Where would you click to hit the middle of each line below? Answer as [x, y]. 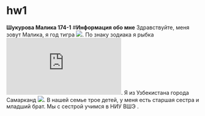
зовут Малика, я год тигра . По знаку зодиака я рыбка [80, 35]
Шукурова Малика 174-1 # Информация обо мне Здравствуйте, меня [98, 27]
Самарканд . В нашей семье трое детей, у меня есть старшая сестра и [103, 100]
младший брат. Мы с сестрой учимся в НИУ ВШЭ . [73, 106]
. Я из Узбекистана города [155, 92]
